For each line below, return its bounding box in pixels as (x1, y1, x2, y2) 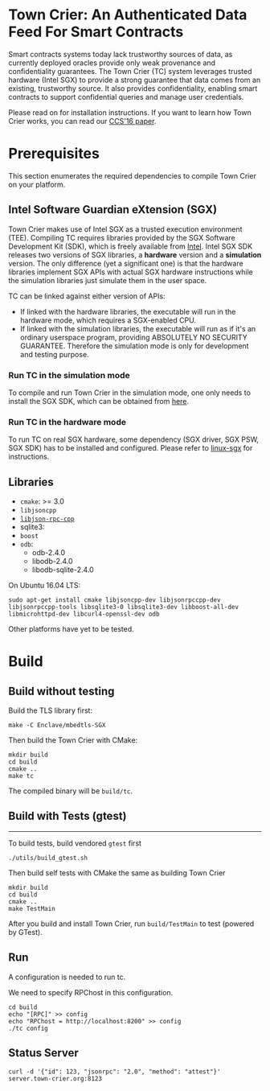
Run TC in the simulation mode (8, 369, 130, 381)
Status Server (8, 1046, 79, 1060)
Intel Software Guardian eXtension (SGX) (8, 203, 218, 216)
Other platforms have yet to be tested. (8, 624, 134, 634)
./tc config (8, 1024, 48, 1032)
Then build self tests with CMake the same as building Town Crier (8, 867, 226, 878)
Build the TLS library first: (8, 706, 93, 715)
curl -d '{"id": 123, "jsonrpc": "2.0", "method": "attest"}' (8, 1068, 221, 1076)
